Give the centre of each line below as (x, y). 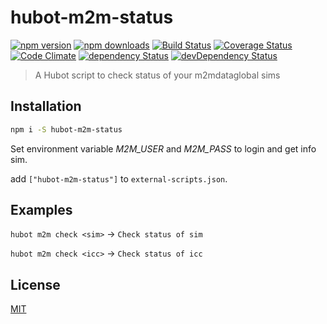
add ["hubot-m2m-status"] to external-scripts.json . (119, 178)
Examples (41, 210)
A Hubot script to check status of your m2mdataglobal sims (157, 75)
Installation (46, 106)
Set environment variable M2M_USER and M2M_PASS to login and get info (163, 148)
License (35, 284)
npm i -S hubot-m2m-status (66, 129)
